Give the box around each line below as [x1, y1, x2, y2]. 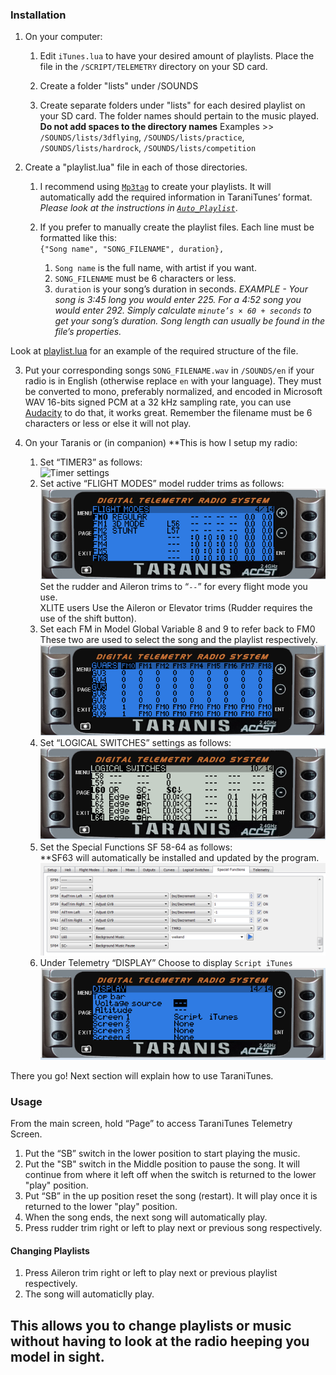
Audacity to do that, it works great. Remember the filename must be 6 [24, 407, 313, 419]
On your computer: [24, 31, 103, 43]
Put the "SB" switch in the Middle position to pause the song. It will [24, 1158, 300, 1170]
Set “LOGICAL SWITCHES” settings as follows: [39, 737, 232, 749]
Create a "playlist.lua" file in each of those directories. [24, 161, 248, 173]
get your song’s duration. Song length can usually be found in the [54, 315, 326, 327]
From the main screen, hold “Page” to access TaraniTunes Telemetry [10, 1118, 293, 1130]
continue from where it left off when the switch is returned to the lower [24, 1169, 317, 1181]
